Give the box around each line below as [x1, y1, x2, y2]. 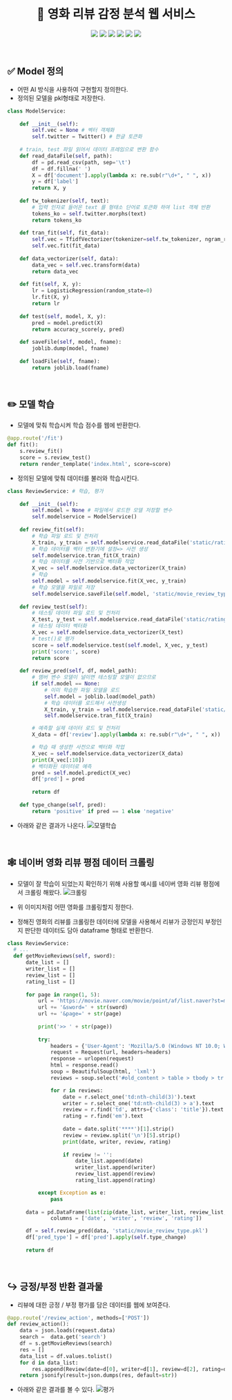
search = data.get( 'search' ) [19, 1334, 107, 1341]
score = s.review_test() [19, 454, 91, 461]
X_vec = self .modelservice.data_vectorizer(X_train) [32, 565, 187, 572]
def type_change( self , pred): [19, 801, 107, 808]
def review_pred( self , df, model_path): [19, 668, 137, 674]
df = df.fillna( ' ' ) [32, 165, 91, 173]
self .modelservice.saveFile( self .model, [32, 590, 150, 597]
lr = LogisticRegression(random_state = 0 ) [32, 287, 153, 294]
